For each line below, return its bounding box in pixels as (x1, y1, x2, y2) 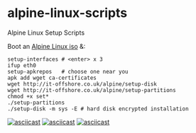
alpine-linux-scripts (7, 5, 128, 21)
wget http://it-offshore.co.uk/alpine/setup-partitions (7, 86, 176, 93)
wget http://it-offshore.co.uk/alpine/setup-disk (7, 80, 158, 88)
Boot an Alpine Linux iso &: (7, 42, 86, 50)
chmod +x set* (7, 93, 50, 100)
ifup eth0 (7, 62, 37, 69)
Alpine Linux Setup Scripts (7, 28, 85, 37)
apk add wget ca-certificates (7, 74, 97, 81)
